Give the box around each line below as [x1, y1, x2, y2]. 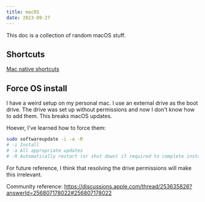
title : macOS [6, 9, 40, 15]
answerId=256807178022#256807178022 [6, 189, 112, 196]
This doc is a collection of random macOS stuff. [6, 31, 126, 39]
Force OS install [6, 83, 68, 94]
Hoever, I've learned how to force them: [6, 124, 106, 132]
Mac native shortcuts [6, 65, 60, 73]
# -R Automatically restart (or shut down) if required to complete [6, 153, 184, 159]
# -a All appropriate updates [6, 148, 84, 154]
